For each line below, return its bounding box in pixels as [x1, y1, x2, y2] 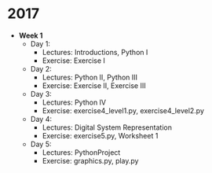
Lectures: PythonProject [42, 147, 121, 157]
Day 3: [30, 89, 52, 98]
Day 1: [30, 39, 50, 48]
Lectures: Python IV [42, 98, 107, 107]
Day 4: [30, 114, 53, 123]
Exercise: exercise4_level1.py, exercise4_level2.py [42, 105, 205, 115]
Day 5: [30, 139, 52, 149]
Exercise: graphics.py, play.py [42, 156, 139, 165]
